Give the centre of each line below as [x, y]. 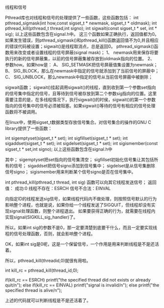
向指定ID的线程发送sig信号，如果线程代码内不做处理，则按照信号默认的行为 [81, 199]
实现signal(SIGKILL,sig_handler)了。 [42, 217]
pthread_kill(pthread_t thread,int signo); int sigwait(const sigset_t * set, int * [81, 28]
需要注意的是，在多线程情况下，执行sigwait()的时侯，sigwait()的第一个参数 [80, 100]
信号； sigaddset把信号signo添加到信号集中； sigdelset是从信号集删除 [84, 166]
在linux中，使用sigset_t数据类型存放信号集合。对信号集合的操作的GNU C [78, 122]
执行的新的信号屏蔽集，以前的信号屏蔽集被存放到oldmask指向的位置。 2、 [80, 59]
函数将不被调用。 [22, 112]
